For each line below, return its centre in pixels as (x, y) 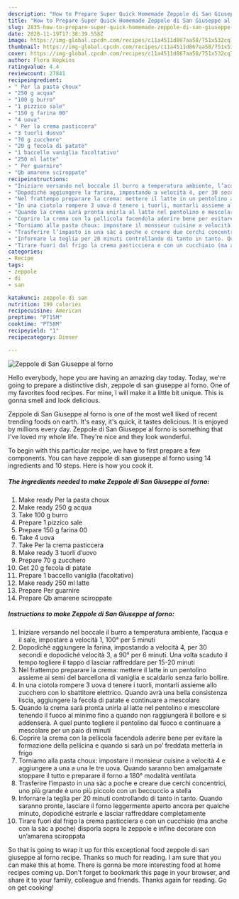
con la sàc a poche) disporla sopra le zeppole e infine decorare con (117, 828)
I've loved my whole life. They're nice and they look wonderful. (100, 436)
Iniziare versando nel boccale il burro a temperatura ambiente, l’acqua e (123, 632)
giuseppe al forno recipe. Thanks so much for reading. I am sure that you (115, 857)
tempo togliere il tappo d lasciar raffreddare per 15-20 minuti (107, 662)
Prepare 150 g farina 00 (53, 529)
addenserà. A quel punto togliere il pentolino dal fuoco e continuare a (119, 723)
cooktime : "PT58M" (35, 324)
